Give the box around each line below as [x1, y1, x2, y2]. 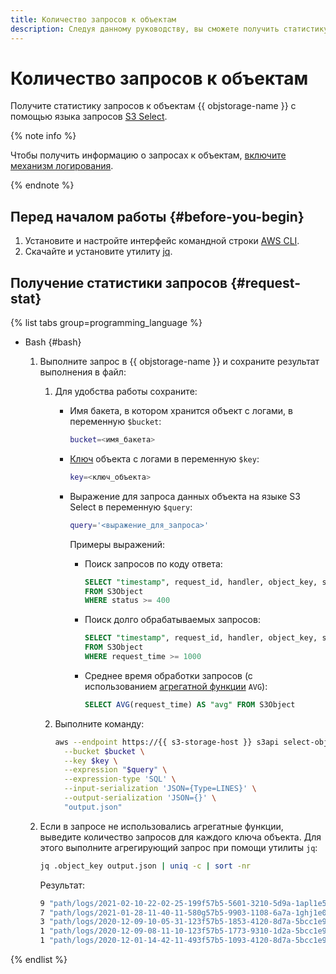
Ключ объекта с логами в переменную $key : [69, 452, 260, 465]
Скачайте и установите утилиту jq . [24, 246, 173, 258]
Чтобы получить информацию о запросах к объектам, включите [10, 149, 287, 161]
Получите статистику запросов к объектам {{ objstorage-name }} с [10, 100, 297, 112]
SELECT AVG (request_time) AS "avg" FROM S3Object [84, 699, 296, 710]
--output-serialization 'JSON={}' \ [63, 793, 217, 803]
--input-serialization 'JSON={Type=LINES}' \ [63, 784, 257, 794]
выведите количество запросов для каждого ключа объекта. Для [39, 831, 322, 843]
